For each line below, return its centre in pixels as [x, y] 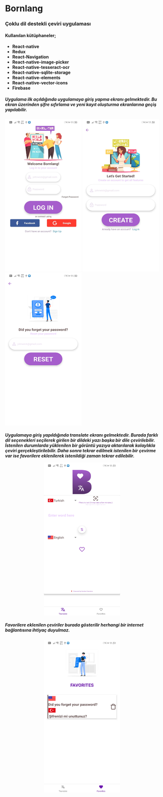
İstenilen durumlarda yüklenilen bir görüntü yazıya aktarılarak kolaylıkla [80, 445]
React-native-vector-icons [40, 83]
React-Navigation [31, 57]
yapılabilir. [16, 109]
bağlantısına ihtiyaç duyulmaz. [38, 630]
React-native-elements [36, 78]
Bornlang [24, 9]
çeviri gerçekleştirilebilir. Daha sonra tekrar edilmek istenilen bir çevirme [81, 450]
